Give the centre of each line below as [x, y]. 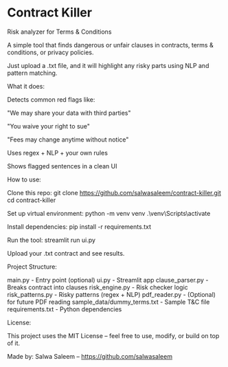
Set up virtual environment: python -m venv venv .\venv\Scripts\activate [109, 213]
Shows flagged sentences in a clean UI [62, 166]
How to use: [24, 179]
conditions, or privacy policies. [50, 52]
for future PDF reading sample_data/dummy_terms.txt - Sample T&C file [109, 302]
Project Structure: [32, 267]
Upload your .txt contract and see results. [66, 253]
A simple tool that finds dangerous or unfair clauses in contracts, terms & [111, 45]
